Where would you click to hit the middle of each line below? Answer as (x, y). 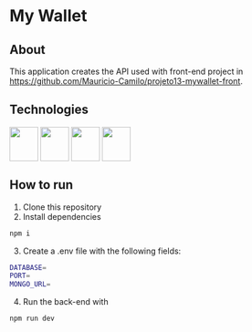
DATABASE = (28, 267)
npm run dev (32, 319)
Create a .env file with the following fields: (102, 251)
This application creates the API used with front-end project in (126, 71)
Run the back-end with (65, 302)
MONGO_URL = (30, 285)
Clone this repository (62, 207)
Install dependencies (62, 216)
